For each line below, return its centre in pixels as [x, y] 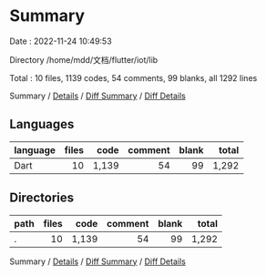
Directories [42, 198]
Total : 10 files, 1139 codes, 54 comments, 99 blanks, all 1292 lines [133, 77]
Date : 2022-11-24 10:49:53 [61, 41]
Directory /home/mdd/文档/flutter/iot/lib [84, 59]
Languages [42, 124]
